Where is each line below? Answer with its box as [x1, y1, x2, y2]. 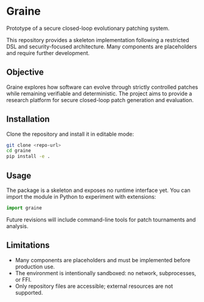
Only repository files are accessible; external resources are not [15, 282, 174, 290]
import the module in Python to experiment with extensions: [6, 193, 157, 200]
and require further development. [6, 49, 90, 56]
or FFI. [15, 276, 32, 283]
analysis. [6, 222, 29, 230]
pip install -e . [6, 153, 51, 160]
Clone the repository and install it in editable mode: [6, 130, 134, 138]
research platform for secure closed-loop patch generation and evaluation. [6, 96, 194, 103]
